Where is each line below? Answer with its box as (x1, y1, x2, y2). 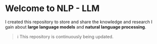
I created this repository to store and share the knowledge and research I (5, 19, 153, 25)
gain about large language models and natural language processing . (5, 24, 146, 29)
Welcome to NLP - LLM (5, 3, 100, 14)
